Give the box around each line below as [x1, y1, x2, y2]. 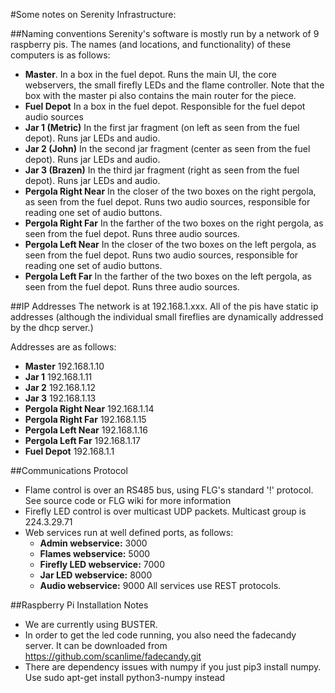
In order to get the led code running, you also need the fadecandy [24, 629, 297, 641]
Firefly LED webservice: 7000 [39, 559, 165, 570]
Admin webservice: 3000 [39, 537, 148, 549]
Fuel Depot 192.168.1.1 [24, 445, 115, 457]
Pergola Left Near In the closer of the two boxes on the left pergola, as [24, 239, 317, 250]
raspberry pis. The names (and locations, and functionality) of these [10, 39, 292, 50]
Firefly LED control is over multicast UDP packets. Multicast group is [24, 505, 307, 517]
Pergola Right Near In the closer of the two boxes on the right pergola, [24, 185, 317, 197]
